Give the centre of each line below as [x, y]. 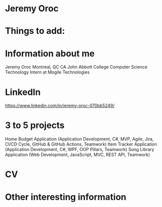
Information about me [50, 53]
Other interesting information [66, 197]
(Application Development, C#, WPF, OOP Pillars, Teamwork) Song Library [80, 150]
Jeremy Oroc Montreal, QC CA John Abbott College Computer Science [76, 67]
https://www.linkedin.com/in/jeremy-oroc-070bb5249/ [60, 105]
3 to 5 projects [35, 125]
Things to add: [35, 31]
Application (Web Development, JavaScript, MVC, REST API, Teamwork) [78, 155]
